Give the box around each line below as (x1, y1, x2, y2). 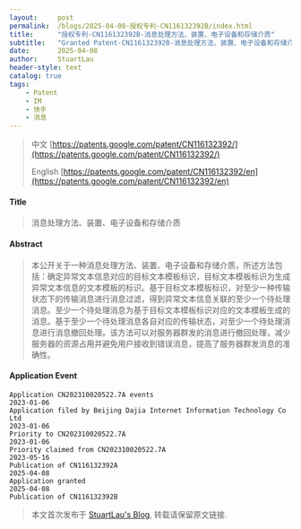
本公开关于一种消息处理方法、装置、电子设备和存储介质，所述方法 (30, 259, 275, 270)
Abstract (9, 238, 43, 249)
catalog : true (9, 72, 63, 81)
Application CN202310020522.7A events (9, 390, 154, 399)
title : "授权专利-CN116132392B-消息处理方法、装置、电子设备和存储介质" (9, 30, 275, 39)
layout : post (9, 13, 74, 22)
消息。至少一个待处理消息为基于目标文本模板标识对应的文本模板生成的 (30, 304, 291, 315)
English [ (30, 167, 64, 178)
